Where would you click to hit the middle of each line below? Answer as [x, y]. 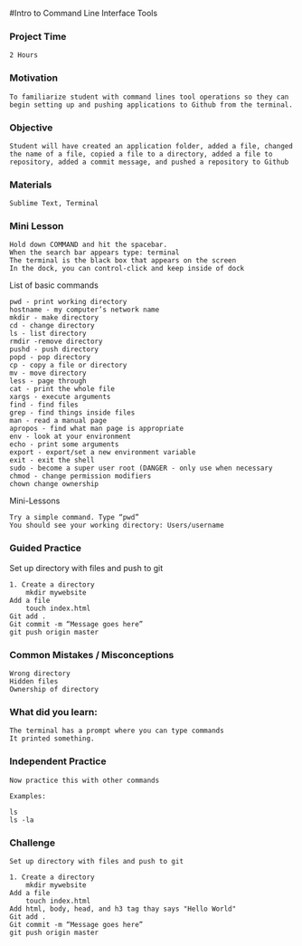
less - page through [48, 381]
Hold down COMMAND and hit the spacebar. [89, 245]
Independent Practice [58, 761]
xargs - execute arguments [60, 397]
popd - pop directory [50, 358]
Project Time [38, 36]
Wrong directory [40, 674]
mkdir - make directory [54, 318]
